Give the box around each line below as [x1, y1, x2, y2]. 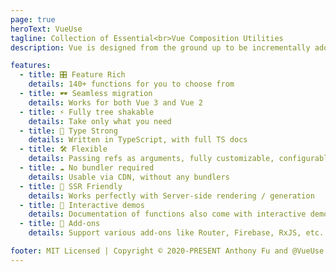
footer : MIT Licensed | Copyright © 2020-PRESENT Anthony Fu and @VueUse [10, 246, 325, 256]
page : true [10, 14, 56, 25]
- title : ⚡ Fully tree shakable [19, 107, 155, 117]
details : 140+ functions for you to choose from [28, 79, 235, 90]
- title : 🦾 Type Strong [19, 126, 118, 136]
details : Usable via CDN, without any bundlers [28, 172, 230, 182]
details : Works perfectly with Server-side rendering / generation [28, 191, 315, 201]
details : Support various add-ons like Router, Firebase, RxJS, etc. [28, 228, 325, 238]
